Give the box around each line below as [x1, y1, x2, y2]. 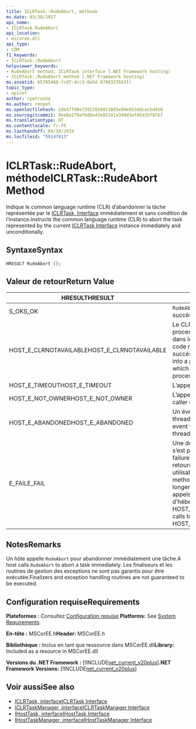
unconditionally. [6, 228, 44, 235]
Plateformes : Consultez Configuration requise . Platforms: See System [6, 612, 176, 620]
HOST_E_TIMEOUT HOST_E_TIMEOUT [9, 381, 112, 389]
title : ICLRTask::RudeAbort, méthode [6, 8, 98, 15]
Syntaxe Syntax [6, 245, 63, 255]
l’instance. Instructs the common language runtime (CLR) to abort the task [6, 215, 183, 223]
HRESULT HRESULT [61, 294, 115, 302]
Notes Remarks [6, 539, 61, 549]
